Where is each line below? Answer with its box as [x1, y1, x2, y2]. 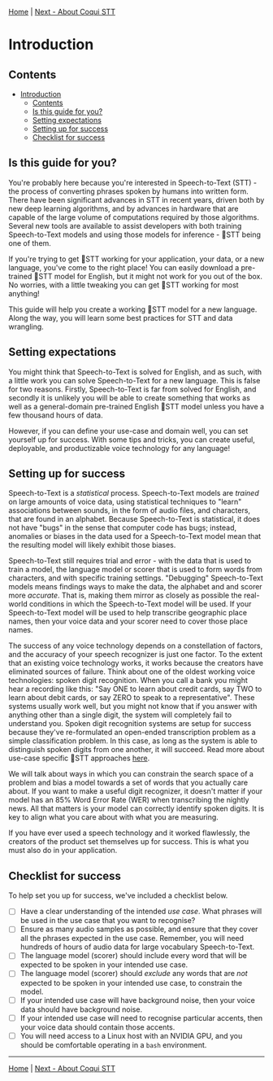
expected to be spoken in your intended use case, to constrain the [19, 978, 242, 987]
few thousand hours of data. [8, 410, 103, 420]
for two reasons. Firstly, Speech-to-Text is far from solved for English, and [8, 384, 257, 394]
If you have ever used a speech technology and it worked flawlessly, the [8, 828, 250, 838]
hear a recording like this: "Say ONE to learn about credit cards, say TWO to [8, 684, 262, 694]
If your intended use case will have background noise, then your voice [19, 995, 256, 1004]
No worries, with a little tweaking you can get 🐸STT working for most [8, 280, 239, 290]
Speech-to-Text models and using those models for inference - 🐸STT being [8, 230, 262, 239]
